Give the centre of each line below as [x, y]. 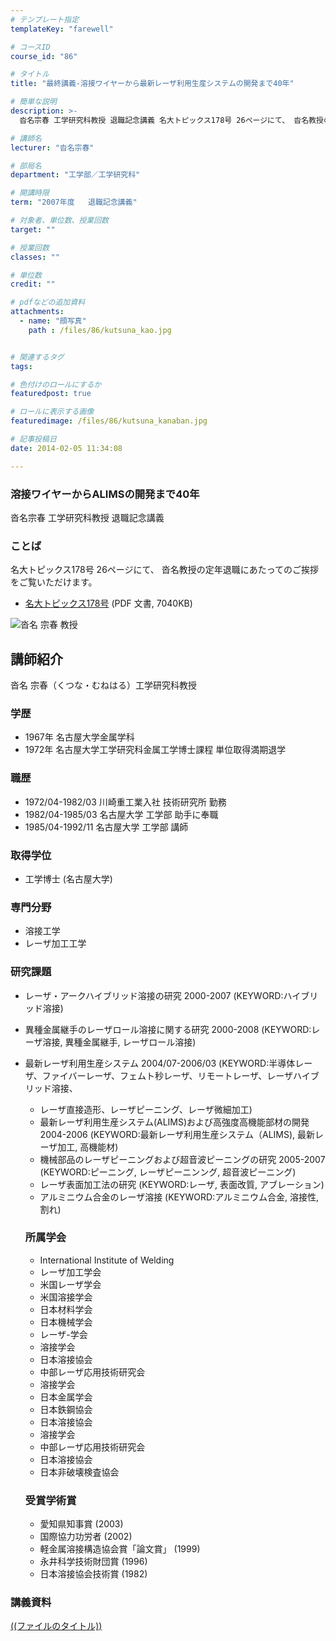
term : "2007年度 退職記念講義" [74, 202]
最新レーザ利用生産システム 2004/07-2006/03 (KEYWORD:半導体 [160, 1063]
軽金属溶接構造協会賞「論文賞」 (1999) [120, 1549]
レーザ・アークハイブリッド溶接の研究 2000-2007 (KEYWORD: [154, 995]
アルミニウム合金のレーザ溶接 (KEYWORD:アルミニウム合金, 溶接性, [179, 1197]
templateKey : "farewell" [62, 29]
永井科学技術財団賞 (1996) [93, 1562]
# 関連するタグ [37, 357]
